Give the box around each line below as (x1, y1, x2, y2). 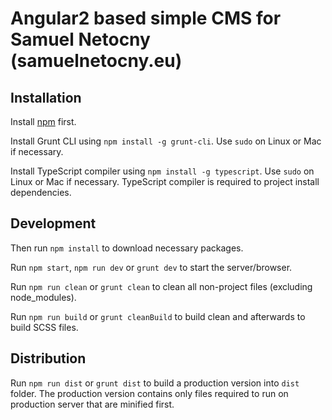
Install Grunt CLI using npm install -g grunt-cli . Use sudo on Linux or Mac (10, 135, 322, 147)
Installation (10, 89, 82, 106)
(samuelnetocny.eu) (10, 50, 183, 72)
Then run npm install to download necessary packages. (10, 242, 244, 254)
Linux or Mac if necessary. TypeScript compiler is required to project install (10, 176, 320, 187)
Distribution (10, 350, 87, 367)
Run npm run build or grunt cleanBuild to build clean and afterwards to (10, 310, 306, 322)
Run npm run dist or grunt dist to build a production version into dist (10, 377, 300, 389)
